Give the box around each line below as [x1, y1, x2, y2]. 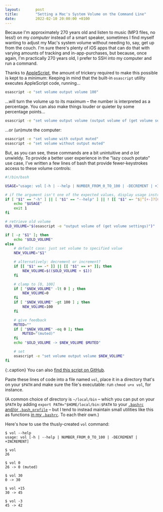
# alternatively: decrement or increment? [14, 259, 101, 264]
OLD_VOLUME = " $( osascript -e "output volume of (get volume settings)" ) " [5, 223, 155, 229]
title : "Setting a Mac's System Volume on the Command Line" [5, 12, 147, 17]
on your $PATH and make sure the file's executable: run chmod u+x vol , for [5, 382, 151, 387]
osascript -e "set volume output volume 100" [5, 90, 98, 95]
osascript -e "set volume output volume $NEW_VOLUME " [14, 353, 125, 358]
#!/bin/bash [5, 175, 29, 180]
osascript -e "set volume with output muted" [5, 137, 98, 142]
